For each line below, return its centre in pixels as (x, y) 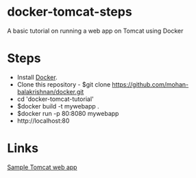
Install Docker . (37, 77)
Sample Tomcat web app (42, 167)
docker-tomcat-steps (70, 12)
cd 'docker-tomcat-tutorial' (55, 99)
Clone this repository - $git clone (64, 84)
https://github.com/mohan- (150, 84)
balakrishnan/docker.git (50, 91)
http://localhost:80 (43, 121)
